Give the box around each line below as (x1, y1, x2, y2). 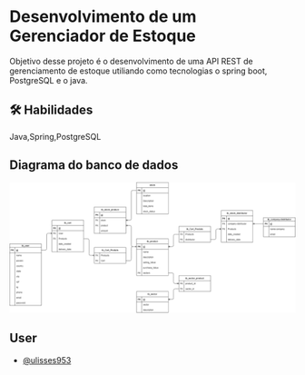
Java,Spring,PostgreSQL (9, 131, 102, 142)
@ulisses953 (22, 354, 72, 365)
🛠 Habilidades (9, 103, 93, 118)
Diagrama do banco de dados (9, 157, 179, 173)
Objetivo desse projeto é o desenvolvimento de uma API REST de (9, 55, 253, 66)
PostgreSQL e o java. (9, 74, 88, 85)
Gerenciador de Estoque (9, 25, 197, 46)
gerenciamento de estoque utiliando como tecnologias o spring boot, (9, 65, 268, 76)
